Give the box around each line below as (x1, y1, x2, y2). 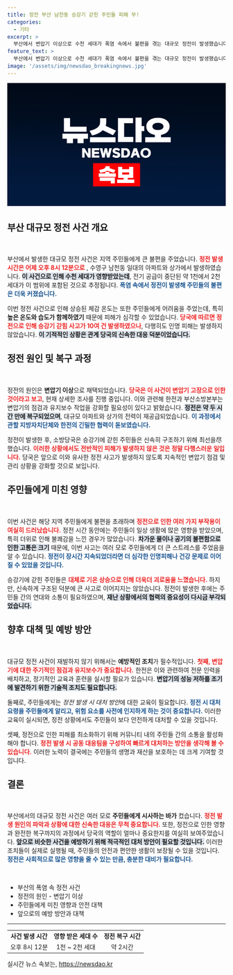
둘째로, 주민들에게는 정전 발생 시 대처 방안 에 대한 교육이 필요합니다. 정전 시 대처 (7, 698, 221, 706)
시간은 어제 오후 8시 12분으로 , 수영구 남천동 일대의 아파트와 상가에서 (7, 264, 192, 272)
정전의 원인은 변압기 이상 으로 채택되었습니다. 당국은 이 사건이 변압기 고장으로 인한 (7, 386, 226, 394)
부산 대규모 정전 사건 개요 (7, 221, 109, 233)
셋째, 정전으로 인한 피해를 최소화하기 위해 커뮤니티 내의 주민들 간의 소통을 (7, 730, 205, 739)
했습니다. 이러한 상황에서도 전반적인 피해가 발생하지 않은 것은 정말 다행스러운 (7, 444, 213, 452)
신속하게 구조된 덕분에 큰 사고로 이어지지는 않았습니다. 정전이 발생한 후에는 (16, 584, 218, 593)
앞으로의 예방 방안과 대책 (17, 910, 85, 918)
